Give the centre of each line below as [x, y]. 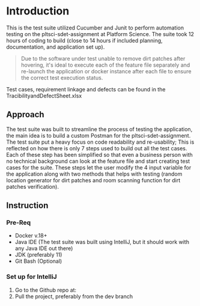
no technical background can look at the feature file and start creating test [98, 161]
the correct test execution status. [62, 78]
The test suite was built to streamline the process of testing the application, [99, 129]
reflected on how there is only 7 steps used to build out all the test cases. [97, 148]
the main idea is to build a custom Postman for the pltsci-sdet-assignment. [98, 135]
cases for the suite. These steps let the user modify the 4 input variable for [99, 167]
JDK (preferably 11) [38, 255]
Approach [25, 115]
